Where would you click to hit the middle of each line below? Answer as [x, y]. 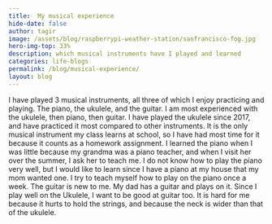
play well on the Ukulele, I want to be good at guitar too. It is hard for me [129, 195]
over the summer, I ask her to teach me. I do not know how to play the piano [135, 160]
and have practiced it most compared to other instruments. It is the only [128, 125]
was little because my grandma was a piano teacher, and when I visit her [130, 152]
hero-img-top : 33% [39, 46]
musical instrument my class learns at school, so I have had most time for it [134, 134]
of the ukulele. [32, 212]
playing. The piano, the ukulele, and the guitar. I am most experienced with [133, 108]
